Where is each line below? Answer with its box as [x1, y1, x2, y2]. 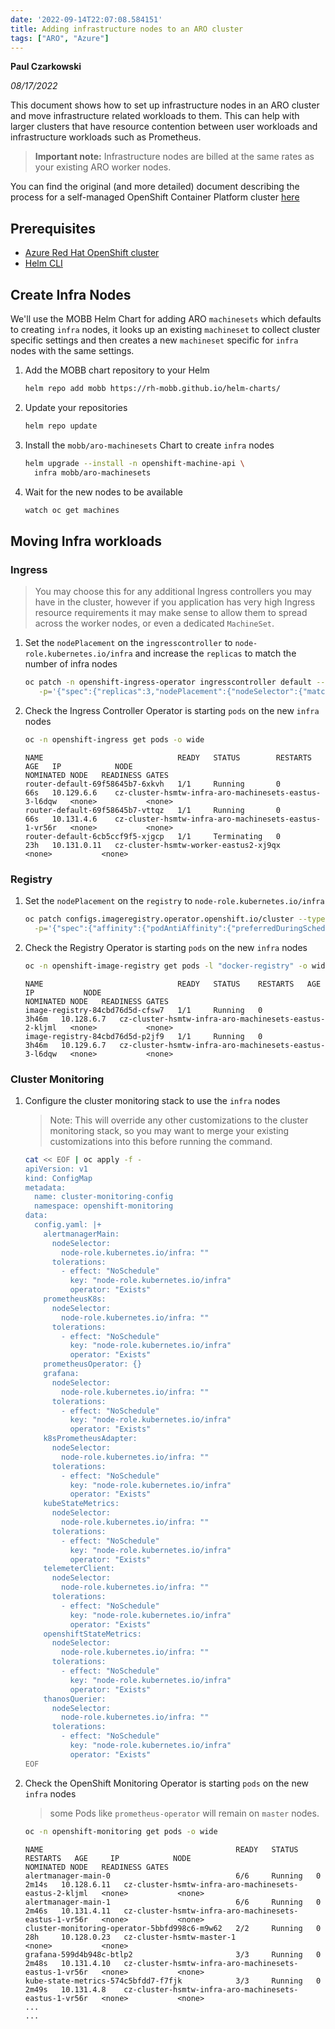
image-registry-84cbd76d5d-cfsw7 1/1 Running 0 [24, 1005, 263, 1015]
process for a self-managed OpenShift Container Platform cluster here [10, 191, 300, 203]
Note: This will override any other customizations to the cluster [49, 1114, 309, 1126]
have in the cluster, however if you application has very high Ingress [34, 596, 316, 608]
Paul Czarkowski [10, 61, 82, 73]
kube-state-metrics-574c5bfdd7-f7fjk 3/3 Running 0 [24, 1976, 322, 1986]
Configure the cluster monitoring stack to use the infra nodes [24, 1094, 281, 1106]
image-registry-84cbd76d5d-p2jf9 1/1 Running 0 [24, 1031, 263, 1041]
